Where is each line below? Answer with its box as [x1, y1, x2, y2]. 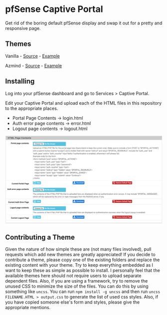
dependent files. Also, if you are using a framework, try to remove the [5, 278, 148, 284]
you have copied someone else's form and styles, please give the [5, 299, 140, 305]
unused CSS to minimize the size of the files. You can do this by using [5, 283, 149, 290]
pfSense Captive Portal [5, 3, 103, 15]
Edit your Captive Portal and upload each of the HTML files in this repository [5, 100, 162, 106]
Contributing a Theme [5, 233, 75, 241]
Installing [5, 77, 35, 86]
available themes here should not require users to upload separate [5, 273, 142, 279]
